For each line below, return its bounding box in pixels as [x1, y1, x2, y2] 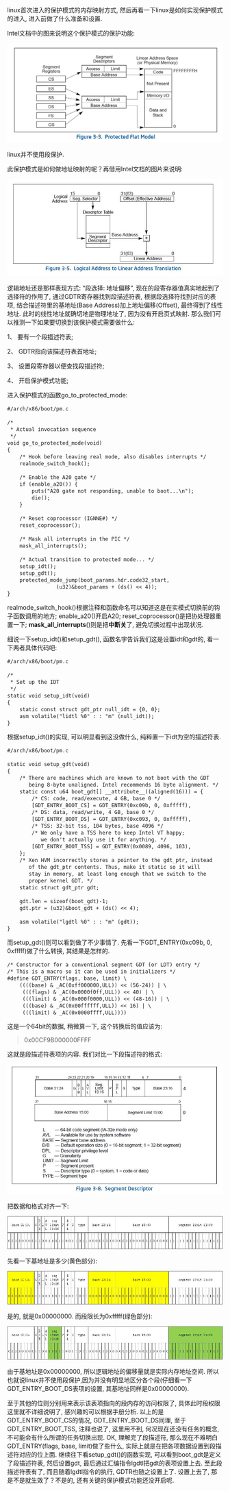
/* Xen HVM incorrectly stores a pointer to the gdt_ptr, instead [19, 857, 213, 863]
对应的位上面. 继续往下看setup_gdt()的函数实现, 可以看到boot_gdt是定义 [18, 1451, 221, 1459]
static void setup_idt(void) [7, 692, 90, 699]
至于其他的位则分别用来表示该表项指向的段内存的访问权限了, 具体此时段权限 [7, 1399, 220, 1407]
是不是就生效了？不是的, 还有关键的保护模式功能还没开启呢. [7, 1476, 175, 1485]
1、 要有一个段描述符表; [7, 332, 73, 341]
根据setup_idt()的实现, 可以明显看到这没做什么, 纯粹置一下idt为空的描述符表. [7, 732, 221, 741]
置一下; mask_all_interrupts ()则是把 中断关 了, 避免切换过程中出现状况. [7, 620, 204, 628]
